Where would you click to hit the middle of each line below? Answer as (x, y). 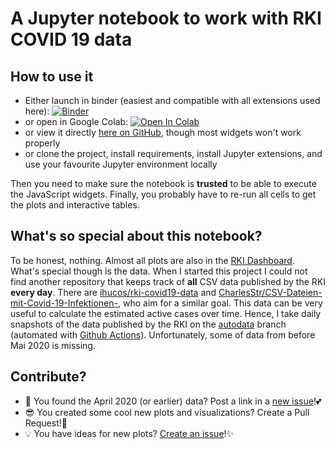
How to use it (52, 76)
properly (42, 143)
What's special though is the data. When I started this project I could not (159, 271)
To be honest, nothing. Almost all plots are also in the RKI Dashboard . (152, 260)
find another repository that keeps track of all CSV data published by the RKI (168, 281)
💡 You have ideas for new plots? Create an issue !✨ (129, 433)
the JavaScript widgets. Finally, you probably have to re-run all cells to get (163, 194)
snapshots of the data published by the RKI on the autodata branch (148, 324)
